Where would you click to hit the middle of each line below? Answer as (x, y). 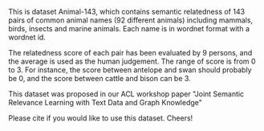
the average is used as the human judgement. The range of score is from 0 (132, 61)
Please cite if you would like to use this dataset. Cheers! (101, 118)
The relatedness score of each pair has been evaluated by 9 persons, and (130, 53)
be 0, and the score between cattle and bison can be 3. (100, 78)
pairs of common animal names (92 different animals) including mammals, (131, 20)
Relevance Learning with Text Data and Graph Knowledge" (106, 102)
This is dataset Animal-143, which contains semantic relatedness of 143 (127, 12)
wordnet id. (27, 37)
